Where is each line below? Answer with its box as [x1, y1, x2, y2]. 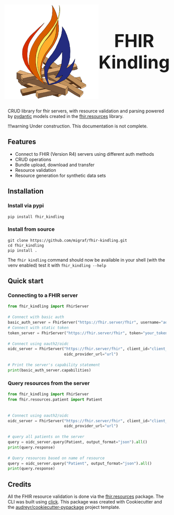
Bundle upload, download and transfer [15, 162, 95, 168]
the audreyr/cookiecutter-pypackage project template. [8, 504, 121, 510]
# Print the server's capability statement [8, 362, 101, 368]
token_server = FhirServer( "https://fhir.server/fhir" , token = [8, 331, 143, 336]
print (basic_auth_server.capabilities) [8, 367, 92, 373]
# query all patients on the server [8, 434, 84, 439]
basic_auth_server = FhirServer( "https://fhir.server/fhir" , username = [8, 320, 161, 325]
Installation [8, 187, 44, 196]
